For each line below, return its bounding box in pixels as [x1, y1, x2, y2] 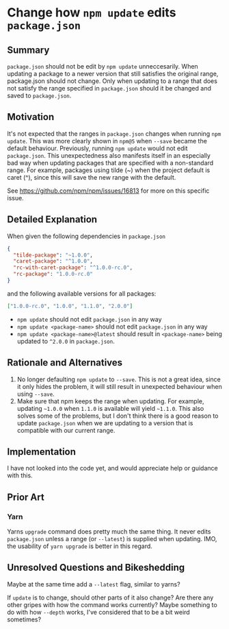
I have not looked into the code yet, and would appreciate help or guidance [7, 464, 218, 473]
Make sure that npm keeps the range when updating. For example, [16, 396, 204, 405]
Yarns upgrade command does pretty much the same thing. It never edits [7, 527, 211, 536]
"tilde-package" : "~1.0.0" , [13, 252, 94, 259]
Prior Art [7, 491, 44, 503]
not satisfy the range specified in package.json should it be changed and [7, 84, 212, 92]
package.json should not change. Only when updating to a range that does [7, 77, 217, 85]
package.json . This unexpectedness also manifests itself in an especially [7, 151, 211, 159]
